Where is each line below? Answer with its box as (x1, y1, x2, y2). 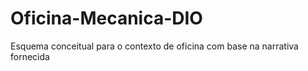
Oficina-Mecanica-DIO (10, 7, 203, 30)
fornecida (10, 50, 50, 62)
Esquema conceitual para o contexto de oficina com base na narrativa (10, 40, 299, 52)
